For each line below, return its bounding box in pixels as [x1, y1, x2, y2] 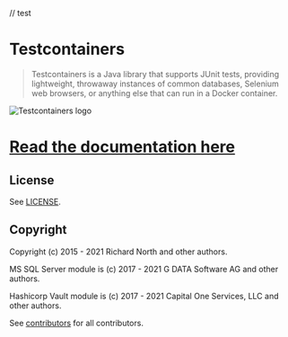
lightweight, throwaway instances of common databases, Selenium [31, 78, 280, 89]
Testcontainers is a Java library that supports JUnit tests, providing [31, 68, 280, 79]
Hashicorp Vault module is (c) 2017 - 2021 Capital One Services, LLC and [9, 290, 279, 301]
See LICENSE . [9, 196, 61, 207]
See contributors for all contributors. [9, 317, 144, 328]
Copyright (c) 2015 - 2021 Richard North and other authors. [9, 246, 228, 257]
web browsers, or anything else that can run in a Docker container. [31, 87, 278, 98]
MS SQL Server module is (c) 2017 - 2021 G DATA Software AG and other [9, 263, 279, 274]
